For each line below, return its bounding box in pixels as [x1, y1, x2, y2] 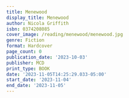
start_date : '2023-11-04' [6, 77, 71, 83]
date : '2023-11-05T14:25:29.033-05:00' [6, 71, 107, 77]
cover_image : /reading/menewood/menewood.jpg [6, 32, 123, 38]
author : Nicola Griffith [6, 20, 69, 26]
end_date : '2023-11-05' [6, 83, 67, 89]
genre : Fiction [6, 37, 45, 43]
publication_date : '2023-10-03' [6, 54, 88, 60]
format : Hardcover [6, 43, 53, 49]
